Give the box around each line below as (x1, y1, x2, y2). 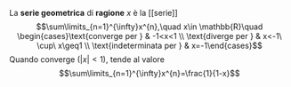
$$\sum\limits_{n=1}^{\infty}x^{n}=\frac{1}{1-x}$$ (59, 68, 240, 78)
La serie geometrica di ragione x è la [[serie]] (9, 8, 178, 18)
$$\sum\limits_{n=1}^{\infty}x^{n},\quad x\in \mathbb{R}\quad (36, 21, 263, 32)
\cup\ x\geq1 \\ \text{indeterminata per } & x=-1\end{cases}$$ (36, 40, 263, 51)
